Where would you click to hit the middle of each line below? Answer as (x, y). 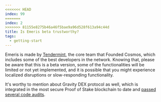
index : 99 (15, 14)
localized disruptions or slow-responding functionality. (59, 75)
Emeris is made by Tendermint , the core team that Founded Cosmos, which (80, 54)
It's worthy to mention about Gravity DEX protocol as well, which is (72, 84)
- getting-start (26, 41)
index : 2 (14, 23)
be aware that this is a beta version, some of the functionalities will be (75, 64)
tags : (10, 37)
